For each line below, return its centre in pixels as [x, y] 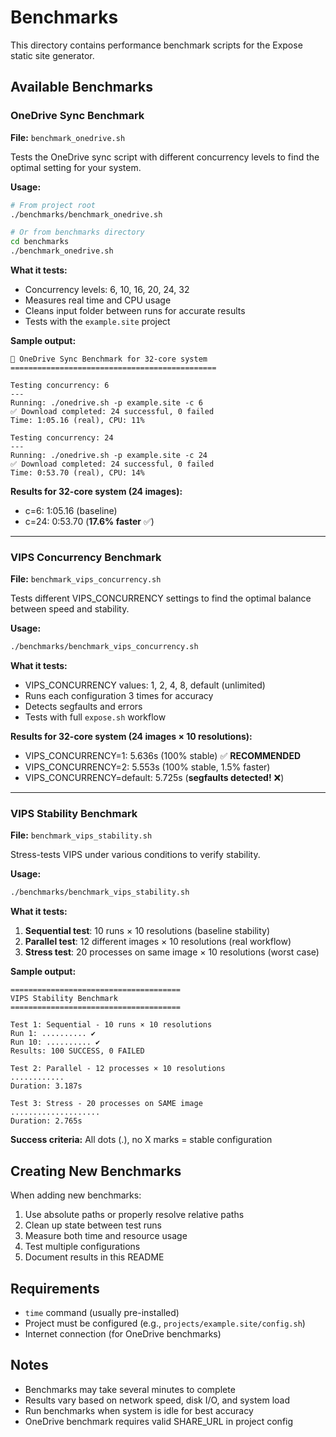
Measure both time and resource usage [106, 1236]
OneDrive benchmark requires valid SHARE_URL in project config [159, 1421]
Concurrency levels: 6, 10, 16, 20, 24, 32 [107, 289]
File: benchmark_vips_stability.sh [81, 835]
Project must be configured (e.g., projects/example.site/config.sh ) [165, 1323]
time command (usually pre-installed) [102, 1312]
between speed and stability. [70, 609]
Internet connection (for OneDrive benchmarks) [123, 1333]
